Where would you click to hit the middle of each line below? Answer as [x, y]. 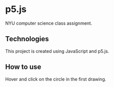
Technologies [27, 39]
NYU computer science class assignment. [49, 23]
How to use [23, 67]
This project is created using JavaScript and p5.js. [57, 51]
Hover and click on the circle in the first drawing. [56, 79]
